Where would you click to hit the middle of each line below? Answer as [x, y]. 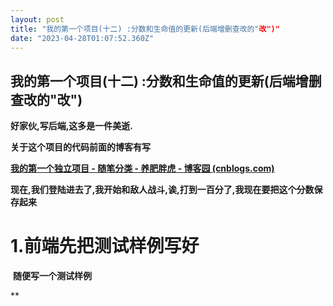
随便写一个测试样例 [52, 276]
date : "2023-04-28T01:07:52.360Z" [82, 38]
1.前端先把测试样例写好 [105, 246]
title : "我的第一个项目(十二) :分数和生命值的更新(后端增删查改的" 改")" [145, 29]
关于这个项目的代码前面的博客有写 [80, 147]
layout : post [37, 19]
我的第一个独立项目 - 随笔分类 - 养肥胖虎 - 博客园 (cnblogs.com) [142, 168]
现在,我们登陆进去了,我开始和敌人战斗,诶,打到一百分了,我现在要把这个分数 [162, 190]
